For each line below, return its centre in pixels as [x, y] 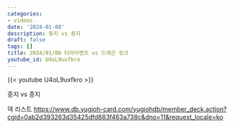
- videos [20, 20]
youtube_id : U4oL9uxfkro [44, 60]
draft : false [27, 40]
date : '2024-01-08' [36, 27]
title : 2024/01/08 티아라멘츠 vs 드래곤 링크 [68, 53]
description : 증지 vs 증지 [44, 33]
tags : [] [20, 46]
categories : [25, 14]
